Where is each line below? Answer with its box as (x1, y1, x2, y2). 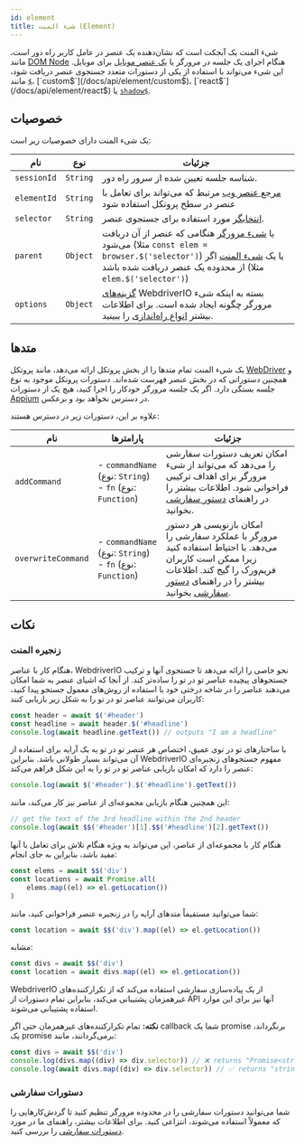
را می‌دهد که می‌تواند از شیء (165, 458, 276, 471)
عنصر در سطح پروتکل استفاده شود (101, 198, 236, 211)
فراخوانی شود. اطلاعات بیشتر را (165, 481, 290, 493)
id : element (10, 13, 55, 23)
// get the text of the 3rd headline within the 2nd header (10, 814, 242, 823)
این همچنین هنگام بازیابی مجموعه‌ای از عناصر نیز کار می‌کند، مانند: (10, 797, 230, 808)
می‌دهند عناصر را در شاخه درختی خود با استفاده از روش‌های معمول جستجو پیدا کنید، (10, 683, 290, 694)
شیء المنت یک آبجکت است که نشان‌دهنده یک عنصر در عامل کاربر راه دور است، (10, 46, 279, 57)
